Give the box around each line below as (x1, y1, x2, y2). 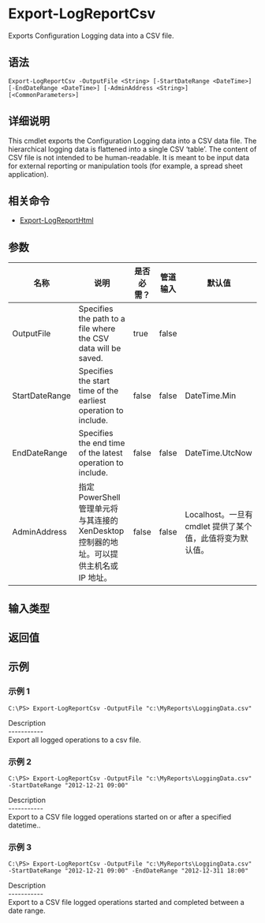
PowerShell (78, 492, 121, 503)
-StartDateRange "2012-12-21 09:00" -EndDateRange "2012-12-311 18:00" (8, 867, 248, 875)
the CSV (78, 333, 110, 344)
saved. (78, 353, 104, 364)
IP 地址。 (78, 572, 112, 583)
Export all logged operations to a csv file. (8, 735, 142, 745)
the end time (78, 437, 125, 448)
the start (78, 376, 110, 387)
